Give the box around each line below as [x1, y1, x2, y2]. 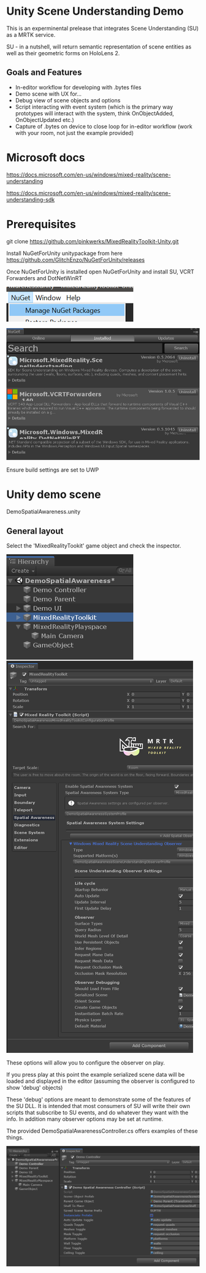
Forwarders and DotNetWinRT [6, 274, 83, 281]
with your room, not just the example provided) [15, 129, 134, 136]
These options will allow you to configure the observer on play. [6, 1059, 166, 1066]
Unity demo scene [6, 487, 101, 502]
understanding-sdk [6, 196, 55, 203]
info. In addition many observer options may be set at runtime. [6, 1115, 164, 1123]
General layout [6, 526, 64, 536]
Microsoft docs [6, 150, 85, 164]
